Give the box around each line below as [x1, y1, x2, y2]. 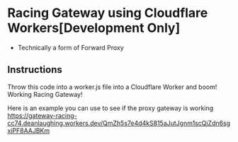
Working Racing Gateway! [7, 90, 83, 98]
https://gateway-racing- [7, 111, 78, 119]
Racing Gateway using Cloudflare [7, 5, 208, 21]
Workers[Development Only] [7, 20, 181, 36]
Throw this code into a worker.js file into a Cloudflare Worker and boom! [7, 83, 217, 91]
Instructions [7, 64, 62, 76]
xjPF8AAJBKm [7, 126, 50, 135]
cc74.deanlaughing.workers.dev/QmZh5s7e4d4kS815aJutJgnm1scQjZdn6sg [7, 119, 231, 127]
